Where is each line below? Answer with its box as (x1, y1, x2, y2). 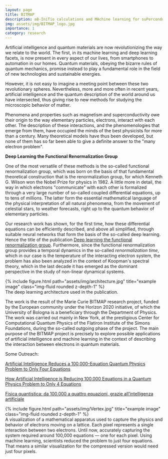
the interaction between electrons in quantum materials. (5, 341, 120, 347)
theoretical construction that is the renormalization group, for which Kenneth (5, 174, 163, 179)
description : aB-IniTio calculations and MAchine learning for (5, 17, 140, 22)
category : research (5, 31, 46, 36)
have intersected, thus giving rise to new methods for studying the (5, 97, 142, 103)
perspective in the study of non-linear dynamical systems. (5, 269, 125, 275)
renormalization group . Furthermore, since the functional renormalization (5, 242, 155, 248)
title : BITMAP (5, 12, 35, 17)
